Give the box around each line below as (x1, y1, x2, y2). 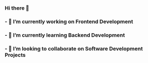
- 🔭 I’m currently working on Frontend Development (5, 18, 133, 25)
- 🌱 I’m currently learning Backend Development (5, 31, 125, 38)
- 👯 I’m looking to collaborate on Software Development (5, 45, 143, 52)
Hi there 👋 (5, 5, 30, 12)
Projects (5, 51, 26, 58)
